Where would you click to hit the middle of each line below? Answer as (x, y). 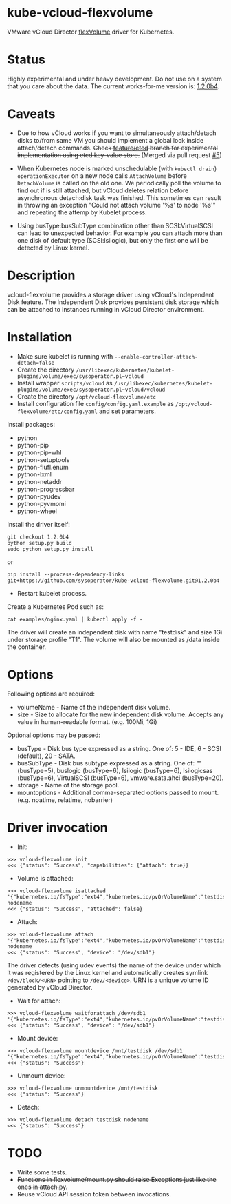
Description (41, 275)
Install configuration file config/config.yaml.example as (95, 403)
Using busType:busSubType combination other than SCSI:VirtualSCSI (115, 225)
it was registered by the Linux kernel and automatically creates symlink (108, 972)
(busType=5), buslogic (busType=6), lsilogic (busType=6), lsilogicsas (115, 770)
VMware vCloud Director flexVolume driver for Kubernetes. (91, 32)
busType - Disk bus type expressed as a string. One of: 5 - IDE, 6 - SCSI (119, 748)
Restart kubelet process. (52, 593)
